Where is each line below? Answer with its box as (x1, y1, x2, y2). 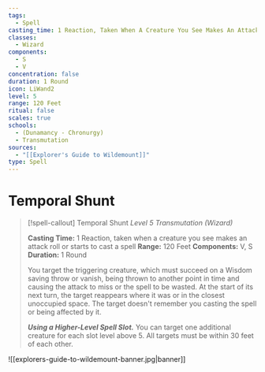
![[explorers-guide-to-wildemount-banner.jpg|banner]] (8, 355, 186, 364)
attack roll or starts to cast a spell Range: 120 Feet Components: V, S (27, 242, 253, 251)
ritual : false (8, 107, 55, 115)
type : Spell (8, 158, 47, 166)
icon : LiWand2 (8, 84, 55, 93)
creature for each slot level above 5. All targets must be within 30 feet (27, 331, 254, 340)
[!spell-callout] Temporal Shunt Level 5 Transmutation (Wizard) (27, 218, 233, 228)
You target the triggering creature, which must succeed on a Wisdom (27, 266, 252, 275)
